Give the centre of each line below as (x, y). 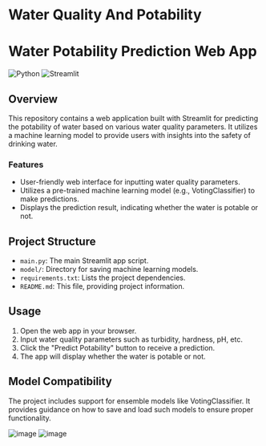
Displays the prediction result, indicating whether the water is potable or (139, 208)
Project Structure (52, 241)
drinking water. (33, 144)
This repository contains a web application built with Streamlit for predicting (133, 118)
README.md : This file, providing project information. (102, 286)
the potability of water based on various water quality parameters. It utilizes (133, 127)
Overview (33, 99)
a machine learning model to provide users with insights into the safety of (129, 135)
